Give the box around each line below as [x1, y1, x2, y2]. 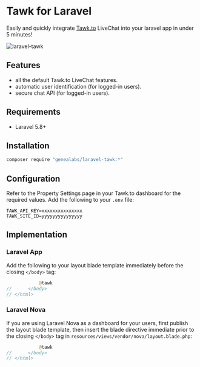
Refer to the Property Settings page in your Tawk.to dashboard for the [6, 190, 181, 197]
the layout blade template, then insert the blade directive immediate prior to [6, 326, 195, 333]
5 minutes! [6, 30, 33, 38]
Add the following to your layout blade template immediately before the [6, 261, 184, 269]
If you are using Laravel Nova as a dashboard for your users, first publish [6, 319, 188, 326]
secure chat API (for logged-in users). [15, 89, 110, 97]
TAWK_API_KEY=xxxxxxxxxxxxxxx [6, 208, 83, 214]
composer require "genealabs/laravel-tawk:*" [6, 157, 123, 163]
